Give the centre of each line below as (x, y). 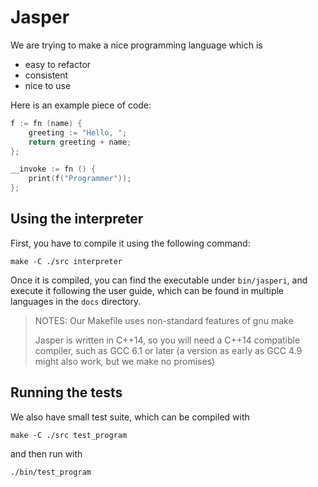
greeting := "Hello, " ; (78, 132)
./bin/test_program (51, 472)
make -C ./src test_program (69, 435)
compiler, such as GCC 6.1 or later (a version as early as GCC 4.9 (168, 350)
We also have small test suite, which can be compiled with (130, 417)
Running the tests (66, 392)
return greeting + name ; (80, 142)
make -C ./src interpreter (66, 261)
